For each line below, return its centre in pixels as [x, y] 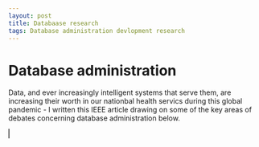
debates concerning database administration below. [95, 118]
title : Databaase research [53, 23]
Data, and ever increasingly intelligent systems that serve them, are [120, 92]
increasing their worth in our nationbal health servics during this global [125, 101]
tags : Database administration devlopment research [97, 31]
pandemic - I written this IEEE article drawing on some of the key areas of [130, 110]
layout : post [30, 16]
